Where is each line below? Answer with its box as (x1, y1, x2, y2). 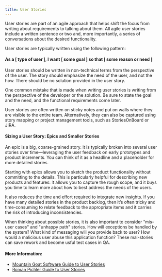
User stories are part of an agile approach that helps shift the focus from (5, 20, 150, 26)
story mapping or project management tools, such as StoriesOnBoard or (5, 117, 149, 123)
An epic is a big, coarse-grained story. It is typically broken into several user (5, 144, 157, 150)
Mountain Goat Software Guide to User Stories (12, 261, 105, 267)
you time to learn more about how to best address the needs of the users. (5, 185, 152, 190)
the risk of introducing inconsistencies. (5, 209, 83, 215)
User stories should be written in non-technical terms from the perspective (5, 67, 155, 73)
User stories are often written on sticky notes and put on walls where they (5, 106, 153, 112)
